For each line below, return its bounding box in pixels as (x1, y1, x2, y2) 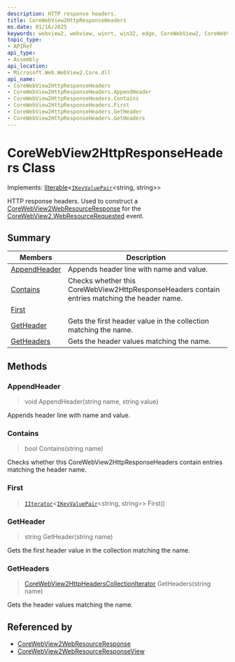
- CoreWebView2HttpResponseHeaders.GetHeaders (7, 114, 145, 121)
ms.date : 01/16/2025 (7, 23, 68, 30)
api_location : (7, 62, 49, 69)
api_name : (7, 75, 36, 83)
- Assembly (7, 56, 39, 63)
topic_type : (7, 37, 42, 44)
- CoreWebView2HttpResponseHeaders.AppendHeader (7, 88, 152, 95)
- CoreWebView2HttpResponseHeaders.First (7, 102, 130, 109)
